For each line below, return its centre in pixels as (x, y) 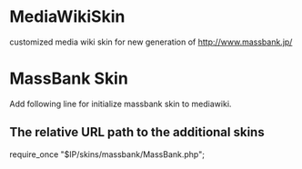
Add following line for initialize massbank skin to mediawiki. (121, 104)
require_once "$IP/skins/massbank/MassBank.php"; (107, 154)
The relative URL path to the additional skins (137, 132)
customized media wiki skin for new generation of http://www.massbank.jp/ (151, 42)
